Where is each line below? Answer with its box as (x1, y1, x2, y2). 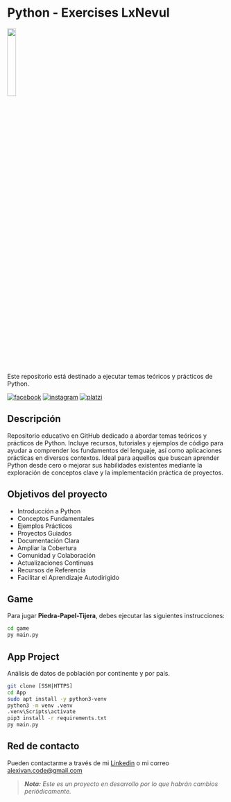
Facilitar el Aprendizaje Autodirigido (17, 573, 120, 581)
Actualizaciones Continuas (17, 558, 94, 567)
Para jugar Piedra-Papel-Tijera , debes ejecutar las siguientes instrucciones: (7, 612, 225, 620)
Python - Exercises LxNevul (7, 5, 170, 21)
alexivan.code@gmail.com (7, 766, 83, 774)
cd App (7, 689, 26, 696)
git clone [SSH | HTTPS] (7, 682, 73, 690)
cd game (7, 625, 30, 632)
